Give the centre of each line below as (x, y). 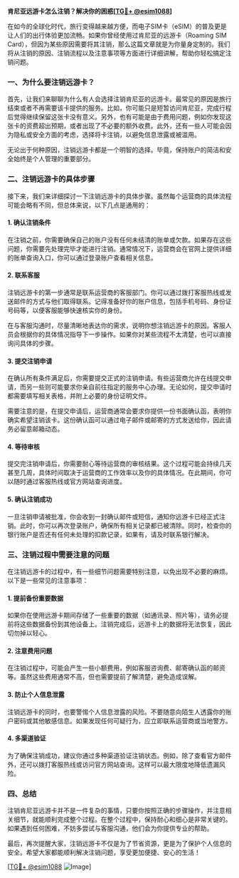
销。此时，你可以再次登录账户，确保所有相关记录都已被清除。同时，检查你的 (119, 525)
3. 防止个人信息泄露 (36, 694)
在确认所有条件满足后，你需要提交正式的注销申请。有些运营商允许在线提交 (116, 378)
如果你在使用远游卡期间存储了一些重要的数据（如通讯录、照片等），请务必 (115, 616)
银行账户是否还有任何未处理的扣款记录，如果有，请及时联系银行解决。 (110, 534)
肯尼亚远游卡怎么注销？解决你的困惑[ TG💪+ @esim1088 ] (90, 11)
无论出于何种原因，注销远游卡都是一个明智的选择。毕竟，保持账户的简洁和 (116, 150)
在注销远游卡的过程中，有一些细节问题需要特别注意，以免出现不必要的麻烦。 (119, 571)
